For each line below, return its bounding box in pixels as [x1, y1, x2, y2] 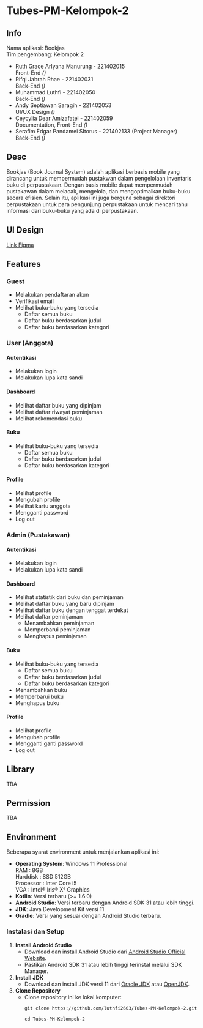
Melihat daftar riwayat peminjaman [15, 408, 103, 415]
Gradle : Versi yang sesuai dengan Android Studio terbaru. [15, 912, 161, 920]
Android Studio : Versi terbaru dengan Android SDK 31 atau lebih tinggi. [15, 899, 195, 906]
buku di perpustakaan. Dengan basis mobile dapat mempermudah [6, 181, 173, 188]
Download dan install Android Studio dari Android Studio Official [24, 948, 186, 955]
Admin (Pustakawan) [6, 531, 70, 539]
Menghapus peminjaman [24, 633, 87, 640]
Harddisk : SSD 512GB [15, 873, 72, 881]
